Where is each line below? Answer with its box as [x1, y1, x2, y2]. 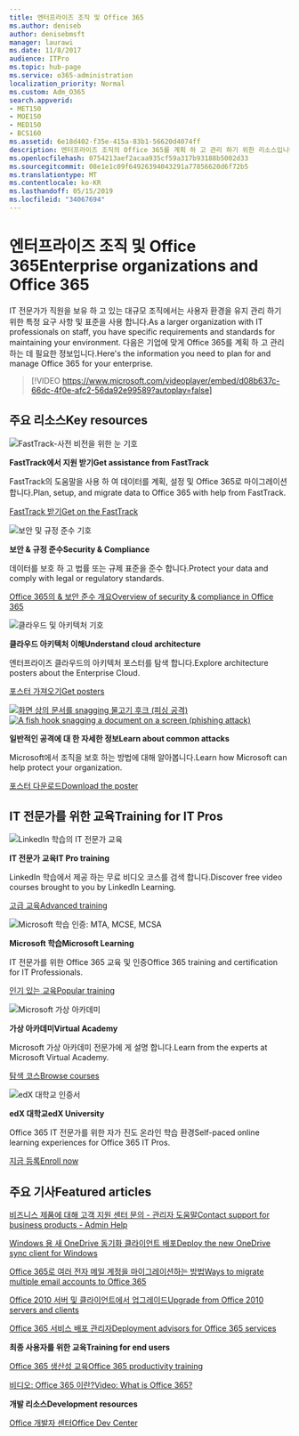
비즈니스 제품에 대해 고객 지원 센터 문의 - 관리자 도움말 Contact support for [9, 1210, 270, 1221]
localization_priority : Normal [9, 79, 125, 88]
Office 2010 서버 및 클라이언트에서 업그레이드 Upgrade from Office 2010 [9, 1294, 264, 1305]
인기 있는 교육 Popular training [9, 986, 116, 996]
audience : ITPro [9, 54, 69, 63]
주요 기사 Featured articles [9, 1184, 152, 1199]
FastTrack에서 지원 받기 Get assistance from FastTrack [9, 457, 209, 467]
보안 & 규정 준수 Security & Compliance [9, 544, 150, 555]
